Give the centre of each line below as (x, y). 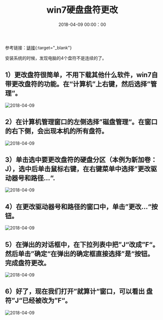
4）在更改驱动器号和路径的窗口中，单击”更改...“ (78, 206)
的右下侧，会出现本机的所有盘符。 (57, 131)
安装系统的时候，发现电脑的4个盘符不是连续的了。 (56, 58)
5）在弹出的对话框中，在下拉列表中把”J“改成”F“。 (82, 245)
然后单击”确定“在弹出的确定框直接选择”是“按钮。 (80, 254)
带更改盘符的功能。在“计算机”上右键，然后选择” (78, 84)
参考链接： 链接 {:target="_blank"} (38, 47)
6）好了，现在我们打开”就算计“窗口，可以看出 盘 (79, 291)
